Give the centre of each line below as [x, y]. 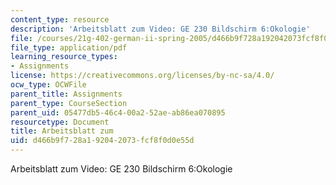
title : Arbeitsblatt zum [62, 131]
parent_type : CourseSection [69, 103]
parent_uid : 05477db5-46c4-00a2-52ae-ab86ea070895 [118, 112]
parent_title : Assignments [66, 94]
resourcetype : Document [60, 122]
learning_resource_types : [64, 57]
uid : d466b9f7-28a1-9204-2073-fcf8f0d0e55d [102, 141]
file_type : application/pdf [69, 47]
